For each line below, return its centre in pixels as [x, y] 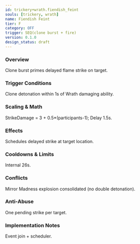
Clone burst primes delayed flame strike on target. [57, 71]
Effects [14, 131]
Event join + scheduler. [29, 236]
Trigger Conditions [28, 83]
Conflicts [17, 178]
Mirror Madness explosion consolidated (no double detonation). [70, 189]
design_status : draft [28, 42]
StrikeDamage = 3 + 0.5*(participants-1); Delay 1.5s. [59, 118]
